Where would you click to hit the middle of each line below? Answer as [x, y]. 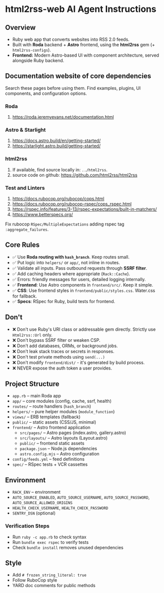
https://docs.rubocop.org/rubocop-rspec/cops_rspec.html [72, 204]
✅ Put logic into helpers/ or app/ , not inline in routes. [66, 262]
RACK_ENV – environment [36, 492]
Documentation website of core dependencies [78, 76]
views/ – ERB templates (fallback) [46, 417]
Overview [21, 28]
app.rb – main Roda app [36, 396]
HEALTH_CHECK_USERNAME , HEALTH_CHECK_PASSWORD [60, 508]
